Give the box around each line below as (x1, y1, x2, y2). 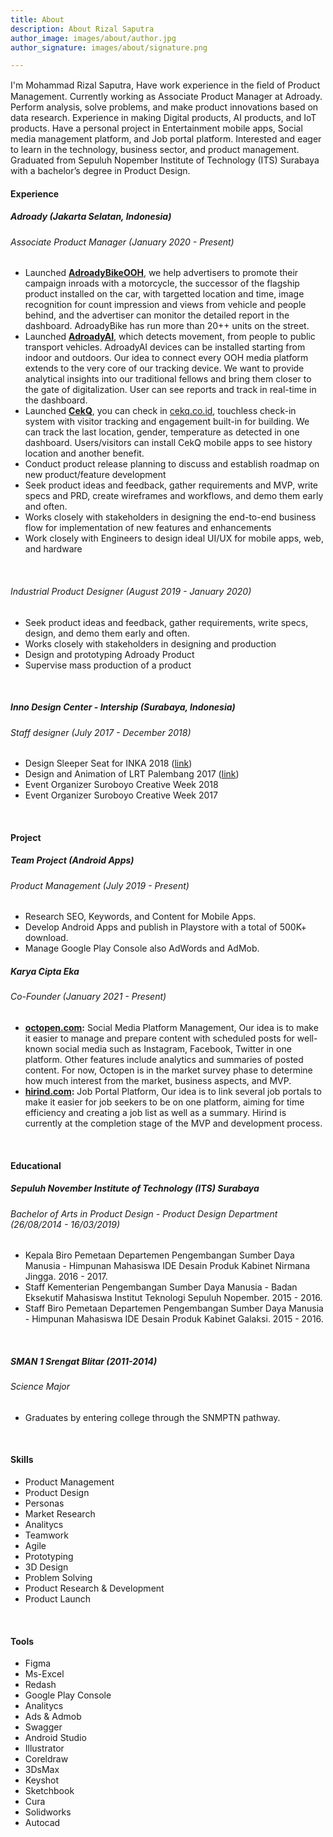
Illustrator (24, 1742, 65, 1755)
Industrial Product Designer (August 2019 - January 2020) (10, 586, 252, 598)
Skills (10, 1454, 34, 1466)
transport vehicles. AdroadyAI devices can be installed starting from (24, 341, 306, 353)
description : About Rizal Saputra (10, 24, 155, 34)
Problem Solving (24, 1571, 93, 1583)
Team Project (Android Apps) (10, 854, 135, 866)
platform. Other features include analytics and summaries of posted (24, 1053, 304, 1065)
